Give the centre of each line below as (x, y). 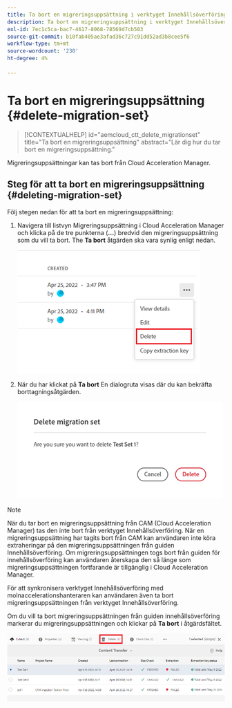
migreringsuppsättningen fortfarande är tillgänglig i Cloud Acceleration (108, 567)
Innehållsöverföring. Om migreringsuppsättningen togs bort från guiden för (114, 552)
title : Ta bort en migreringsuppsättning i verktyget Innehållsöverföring (117, 15)
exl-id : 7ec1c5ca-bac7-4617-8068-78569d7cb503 (75, 29)
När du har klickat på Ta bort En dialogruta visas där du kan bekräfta (115, 384)
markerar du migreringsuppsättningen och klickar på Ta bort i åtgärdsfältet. (115, 623)
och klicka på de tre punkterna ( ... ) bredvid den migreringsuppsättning (118, 232)
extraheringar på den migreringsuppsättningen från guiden (91, 545)
